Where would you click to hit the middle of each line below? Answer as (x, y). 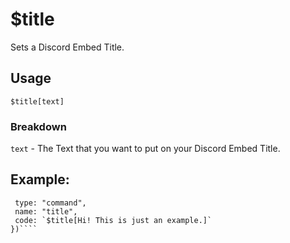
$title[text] (37, 101)
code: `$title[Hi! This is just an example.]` (113, 220)
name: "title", (46, 211)
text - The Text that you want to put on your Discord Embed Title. (145, 149)
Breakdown (38, 126)
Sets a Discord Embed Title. (67, 47)
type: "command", (50, 203)
